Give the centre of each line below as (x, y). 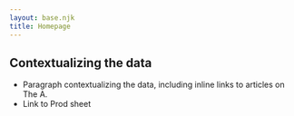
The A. (35, 94)
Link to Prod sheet (57, 104)
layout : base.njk (42, 18)
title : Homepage (40, 26)
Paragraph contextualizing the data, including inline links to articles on (154, 85)
